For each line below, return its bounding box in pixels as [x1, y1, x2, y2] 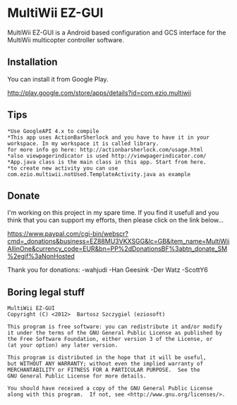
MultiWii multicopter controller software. [7, 35, 125, 44]
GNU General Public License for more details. [7, 373, 147, 380]
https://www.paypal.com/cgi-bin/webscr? [7, 230, 129, 238]
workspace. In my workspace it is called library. [7, 139, 159, 147]
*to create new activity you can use [7, 164, 119, 172]
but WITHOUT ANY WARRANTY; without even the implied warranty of [7, 361, 203, 368]
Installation [7, 56, 58, 68]
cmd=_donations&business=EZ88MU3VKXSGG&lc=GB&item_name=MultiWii [7, 237, 230, 246]
